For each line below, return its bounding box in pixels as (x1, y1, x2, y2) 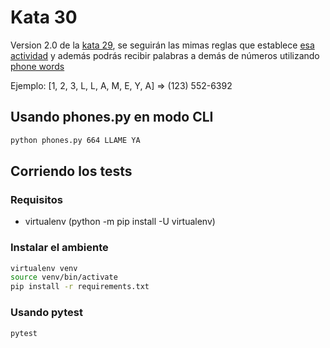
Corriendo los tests (10, 163, 133, 180)
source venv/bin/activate (10, 272, 118, 283)
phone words (10, 60, 65, 72)
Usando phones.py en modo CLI (10, 109, 214, 126)
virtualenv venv (10, 263, 78, 273)
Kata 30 (10, 6, 78, 29)
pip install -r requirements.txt (10, 282, 150, 292)
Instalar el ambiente (10, 241, 109, 255)
